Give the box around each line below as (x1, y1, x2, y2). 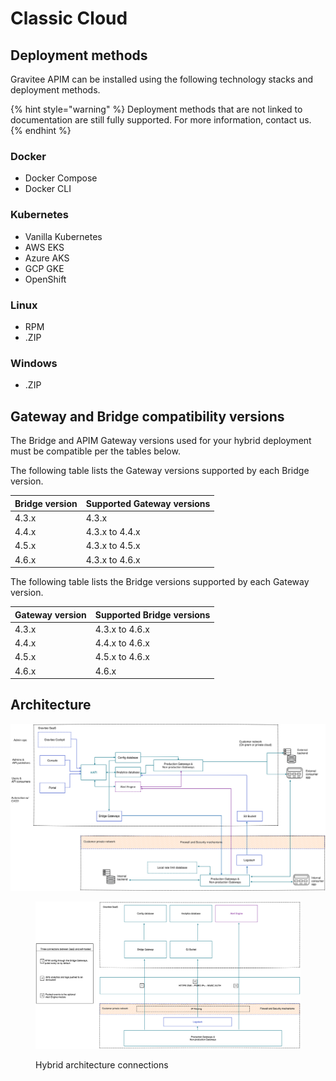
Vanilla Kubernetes (24, 230, 103, 242)
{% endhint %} (10, 125, 72, 136)
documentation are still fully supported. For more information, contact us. (10, 114, 312, 126)
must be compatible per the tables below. (10, 445, 181, 457)
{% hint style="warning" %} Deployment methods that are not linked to (10, 103, 303, 115)
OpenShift (24, 273, 67, 285)
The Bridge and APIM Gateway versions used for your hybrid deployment (10, 435, 312, 446)
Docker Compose (24, 172, 98, 184)
